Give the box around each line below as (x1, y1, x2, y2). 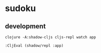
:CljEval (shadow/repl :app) (5, 43, 64, 48)
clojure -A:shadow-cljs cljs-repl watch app (5, 35, 96, 40)
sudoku (5, 3, 36, 14)
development (5, 22, 46, 30)
